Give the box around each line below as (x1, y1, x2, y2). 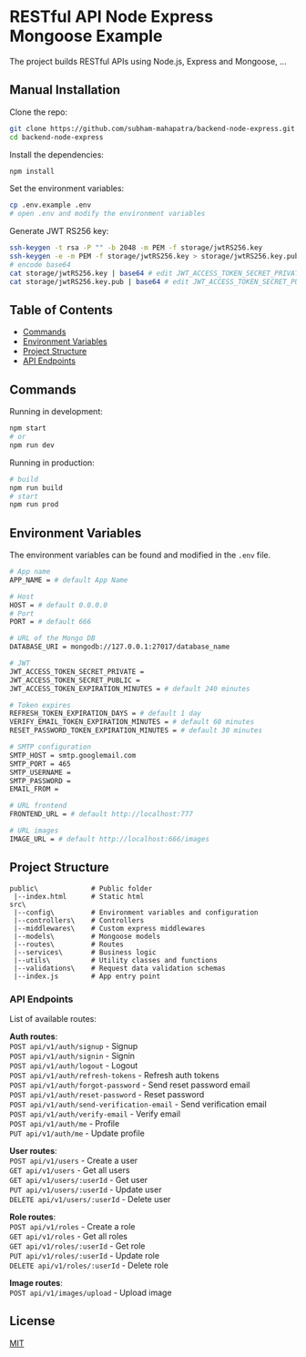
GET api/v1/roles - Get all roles (9, 1230, 127, 1241)
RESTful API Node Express (9, 6, 214, 27)
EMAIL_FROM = (9, 785, 59, 794)
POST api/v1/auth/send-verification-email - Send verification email (9, 1098, 267, 1109)
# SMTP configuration (9, 742, 92, 752)
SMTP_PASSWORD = (9, 776, 71, 785)
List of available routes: (9, 1013, 97, 1024)
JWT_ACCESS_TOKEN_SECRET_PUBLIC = (9, 676, 141, 685)
